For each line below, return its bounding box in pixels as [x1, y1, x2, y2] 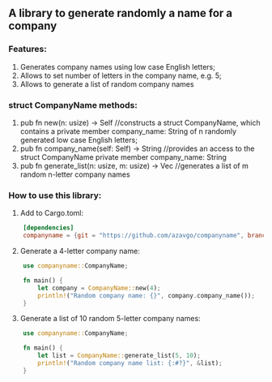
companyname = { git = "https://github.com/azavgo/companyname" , [23, 231, 244, 240]
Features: [8, 44, 47, 55]
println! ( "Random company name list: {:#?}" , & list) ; [37, 359, 223, 367]
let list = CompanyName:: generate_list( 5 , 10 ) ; [37, 352, 201, 360]
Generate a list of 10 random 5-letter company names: [19, 314, 201, 324]
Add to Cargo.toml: [19, 208, 83, 218]
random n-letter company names [19, 170, 131, 179]
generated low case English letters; [19, 135, 138, 144]
